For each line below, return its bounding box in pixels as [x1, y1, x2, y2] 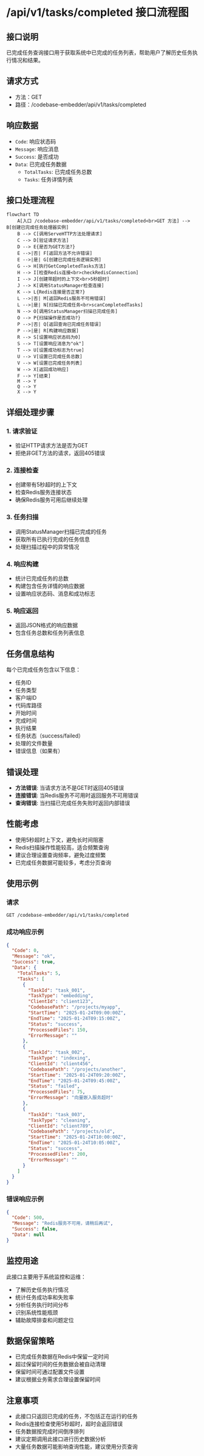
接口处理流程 [6, 195, 55, 205]
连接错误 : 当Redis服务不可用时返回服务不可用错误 [15, 792, 139, 799]
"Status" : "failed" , [28, 1083, 80, 1089]
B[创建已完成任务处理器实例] [6, 224, 69, 231]
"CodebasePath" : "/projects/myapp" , [28, 1004, 121, 1010]
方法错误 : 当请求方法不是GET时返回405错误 [15, 784, 124, 791]
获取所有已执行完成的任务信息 [15, 536, 90, 543]
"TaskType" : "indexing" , [28, 1055, 91, 1061]
